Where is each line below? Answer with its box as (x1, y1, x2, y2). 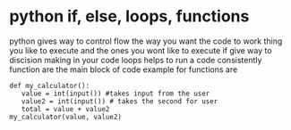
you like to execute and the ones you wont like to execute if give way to (9, 45, 272, 55)
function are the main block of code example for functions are (9, 64, 238, 75)
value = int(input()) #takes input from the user (21, 89, 210, 98)
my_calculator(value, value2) (9, 112, 123, 121)
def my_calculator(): (9, 81, 90, 90)
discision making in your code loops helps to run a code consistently (9, 54, 262, 65)
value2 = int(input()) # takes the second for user (21, 96, 218, 106)
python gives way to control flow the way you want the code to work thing (9, 36, 283, 46)
